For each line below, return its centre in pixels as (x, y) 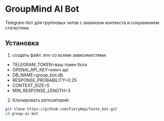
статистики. (18, 27)
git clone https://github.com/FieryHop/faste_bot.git (61, 109)
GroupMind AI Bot (42, 9)
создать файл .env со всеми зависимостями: (59, 55)
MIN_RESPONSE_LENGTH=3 (41, 90)
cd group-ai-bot (22, 114)
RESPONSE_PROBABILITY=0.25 (44, 80)
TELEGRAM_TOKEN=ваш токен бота (50, 64)
